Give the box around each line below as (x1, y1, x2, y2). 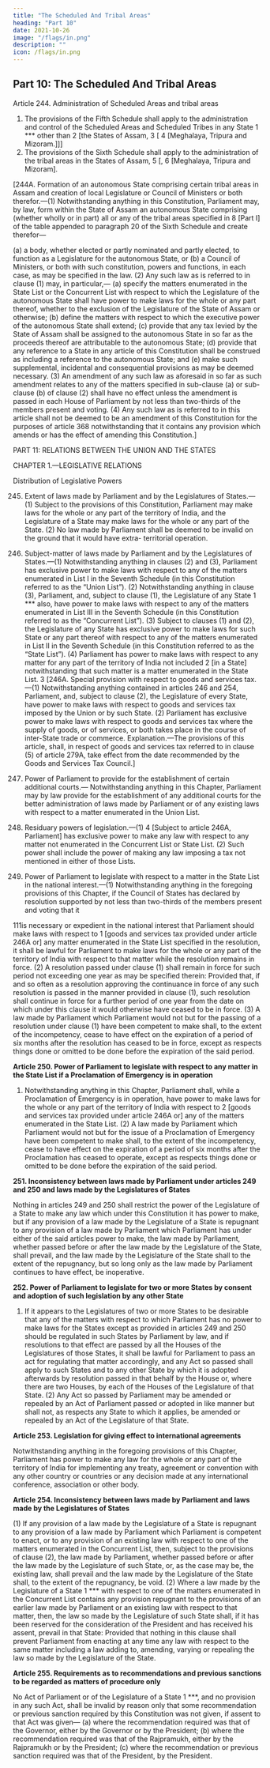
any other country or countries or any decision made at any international (13, 1471, 249, 1480)
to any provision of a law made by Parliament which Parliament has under (13, 1225, 252, 1235)
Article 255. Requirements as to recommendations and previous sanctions (13, 1668, 262, 1678)
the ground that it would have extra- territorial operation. (24, 533, 208, 542)
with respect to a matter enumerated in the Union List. (24, 807, 201, 816)
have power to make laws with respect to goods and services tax (24, 699, 236, 709)
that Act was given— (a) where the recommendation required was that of (13, 1717, 251, 1727)
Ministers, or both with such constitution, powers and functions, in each (13, 262, 246, 271)
